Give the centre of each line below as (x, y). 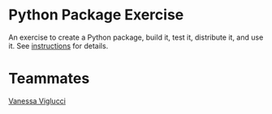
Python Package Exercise (96, 15)
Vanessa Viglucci (37, 101)
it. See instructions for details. (58, 45)
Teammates (49, 79)
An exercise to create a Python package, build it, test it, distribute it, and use (136, 37)
